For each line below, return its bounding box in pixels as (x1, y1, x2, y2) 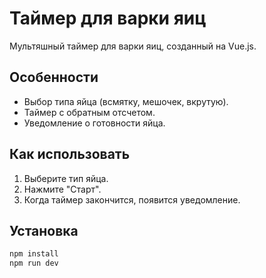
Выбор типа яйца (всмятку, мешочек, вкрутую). (23, 95, 229, 107)
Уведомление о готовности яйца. (23, 117, 166, 129)
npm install (9, 249, 59, 259)
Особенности (9, 69, 99, 86)
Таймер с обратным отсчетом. (23, 106, 156, 118)
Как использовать (9, 146, 131, 163)
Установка (9, 222, 79, 239)
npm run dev (9, 258, 59, 269)
